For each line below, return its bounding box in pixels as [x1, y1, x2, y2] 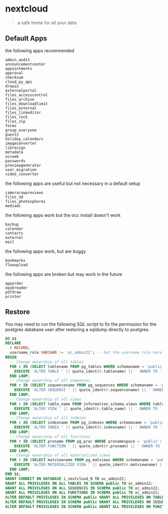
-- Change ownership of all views [9, 396, 81, 402]
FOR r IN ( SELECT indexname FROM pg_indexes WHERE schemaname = [9, 420, 146, 425]
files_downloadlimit [5, 101, 48, 106]
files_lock [5, 114, 28, 120]
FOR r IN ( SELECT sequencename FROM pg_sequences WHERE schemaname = [9, 383, 157, 388]
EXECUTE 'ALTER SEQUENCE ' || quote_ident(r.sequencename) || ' [14, 387, 151, 392]
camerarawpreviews [5, 190, 43, 195]
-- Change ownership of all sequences [9, 378, 91, 383]
